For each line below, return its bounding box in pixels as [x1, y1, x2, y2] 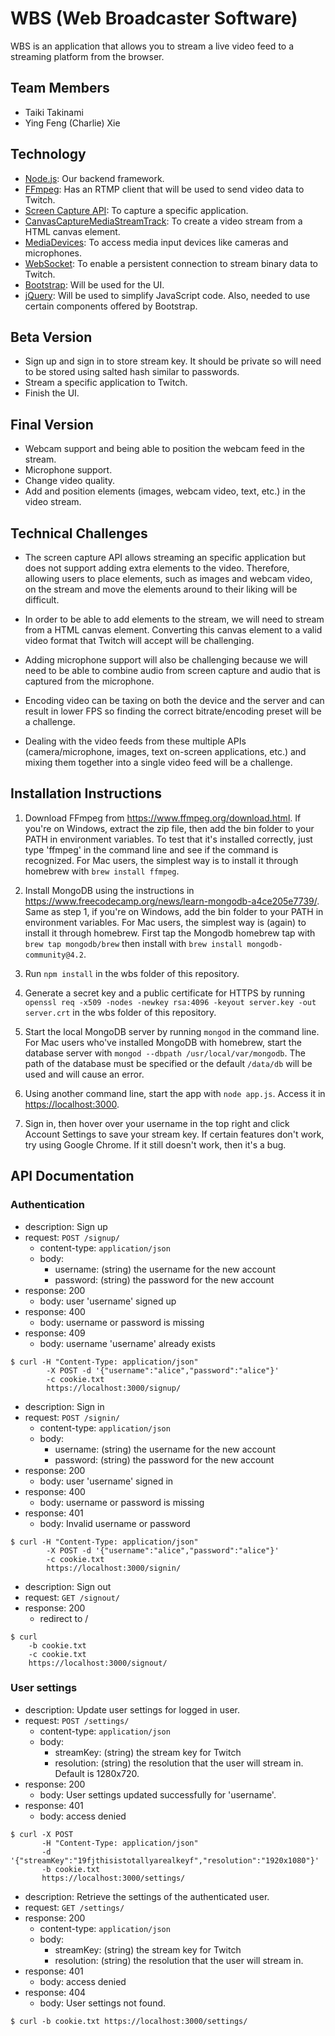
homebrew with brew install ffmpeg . [24, 865, 180, 877]
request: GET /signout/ [24, 1591, 121, 1603]
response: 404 [24, 1986, 87, 1998]
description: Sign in [24, 1400, 105, 1412]
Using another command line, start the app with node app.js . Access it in [24, 1087, 326, 1099]
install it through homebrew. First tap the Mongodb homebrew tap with [24, 927, 316, 939]
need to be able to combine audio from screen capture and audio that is [24, 665, 321, 676]
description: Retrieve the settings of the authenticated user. [24, 1890, 270, 1902]
